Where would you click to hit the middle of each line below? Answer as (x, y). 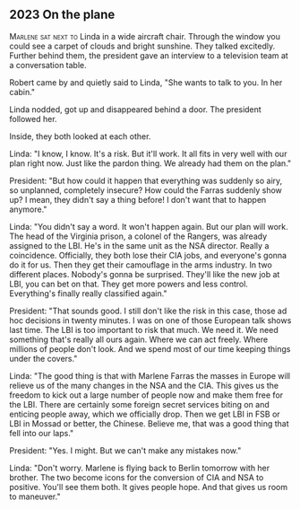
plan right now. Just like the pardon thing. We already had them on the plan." (150, 163)
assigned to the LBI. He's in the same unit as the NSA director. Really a (139, 245)
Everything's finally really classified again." (88, 293)
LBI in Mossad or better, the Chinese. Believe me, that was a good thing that (149, 423)
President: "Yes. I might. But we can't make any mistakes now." (125, 450)
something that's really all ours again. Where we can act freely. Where (139, 339)
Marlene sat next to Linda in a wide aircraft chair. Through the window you (145, 36)
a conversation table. (48, 65)
